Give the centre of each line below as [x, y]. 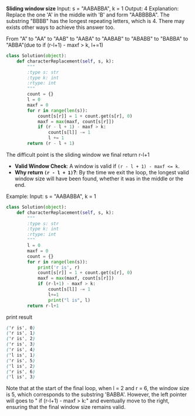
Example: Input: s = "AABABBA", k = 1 [51, 196]
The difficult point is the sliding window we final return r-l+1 [78, 154]
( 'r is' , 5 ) [21, 361]
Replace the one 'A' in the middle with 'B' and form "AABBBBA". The [88, 15]
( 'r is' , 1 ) [21, 333]
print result [19, 317]
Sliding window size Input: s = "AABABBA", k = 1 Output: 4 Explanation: [93, 9]
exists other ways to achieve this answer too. [60, 27]
